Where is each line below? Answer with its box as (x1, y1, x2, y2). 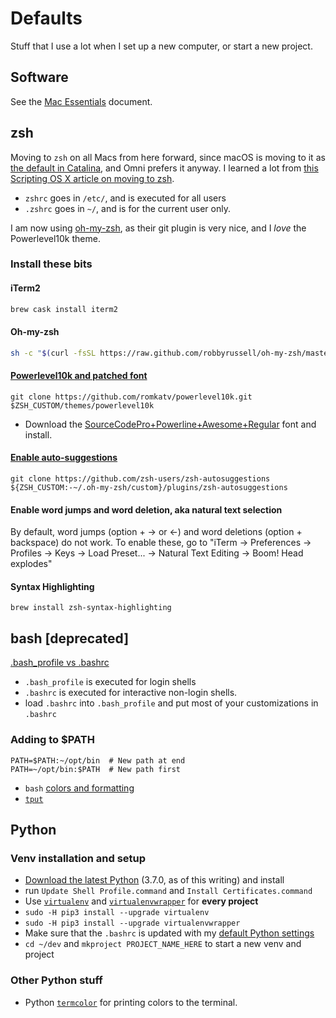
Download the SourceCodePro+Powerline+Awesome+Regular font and (24, 418, 317, 430)
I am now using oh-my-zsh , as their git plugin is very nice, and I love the (10, 222, 307, 234)
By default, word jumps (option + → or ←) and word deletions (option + (10, 526, 303, 538)
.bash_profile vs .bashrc (10, 657, 110, 669)
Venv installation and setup (10, 851, 147, 865)
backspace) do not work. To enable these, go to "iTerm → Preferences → (10, 537, 312, 549)
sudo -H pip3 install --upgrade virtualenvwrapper (24, 918, 241, 929)
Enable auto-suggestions (10, 452, 118, 464)
